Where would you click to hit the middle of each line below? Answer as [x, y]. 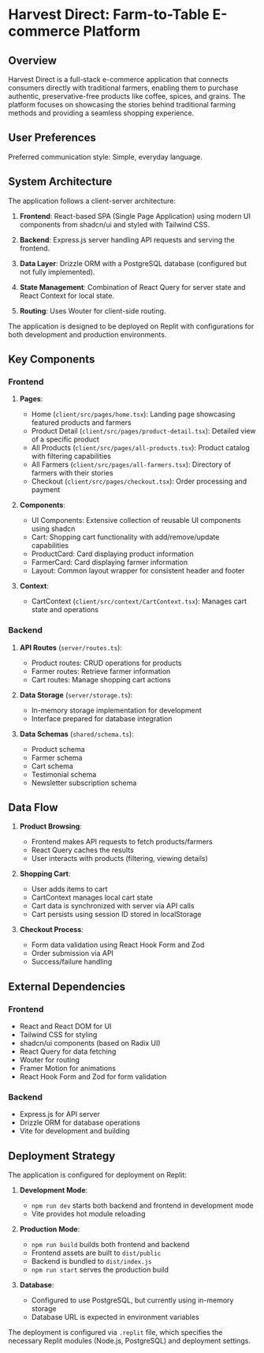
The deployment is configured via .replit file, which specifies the [115, 1332]
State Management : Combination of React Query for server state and [132, 287]
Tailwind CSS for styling [58, 1035]
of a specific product [65, 439]
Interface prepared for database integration [102, 718]
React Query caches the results [82, 850]
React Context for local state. [67, 295]
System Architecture [60, 182]
